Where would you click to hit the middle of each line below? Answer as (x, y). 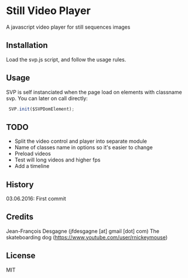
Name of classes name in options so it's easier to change (84, 147)
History (20, 185)
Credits (20, 217)
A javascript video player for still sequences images (68, 27)
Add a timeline (32, 166)
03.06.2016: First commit (36, 199)
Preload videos (33, 154)
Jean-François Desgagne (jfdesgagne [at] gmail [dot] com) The (83, 231)
